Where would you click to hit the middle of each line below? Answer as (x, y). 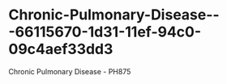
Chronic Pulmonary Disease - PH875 (70, 71)
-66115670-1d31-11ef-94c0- (105, 32)
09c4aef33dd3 (61, 49)
